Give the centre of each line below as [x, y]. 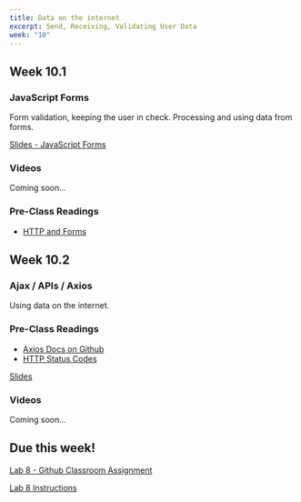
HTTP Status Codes [60, 358]
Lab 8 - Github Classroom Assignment [81, 470]
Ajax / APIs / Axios [51, 286]
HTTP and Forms [55, 231]
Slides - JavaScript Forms [58, 145]
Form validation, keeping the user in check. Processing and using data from [151, 117]
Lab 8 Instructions [43, 487]
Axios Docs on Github [63, 349]
